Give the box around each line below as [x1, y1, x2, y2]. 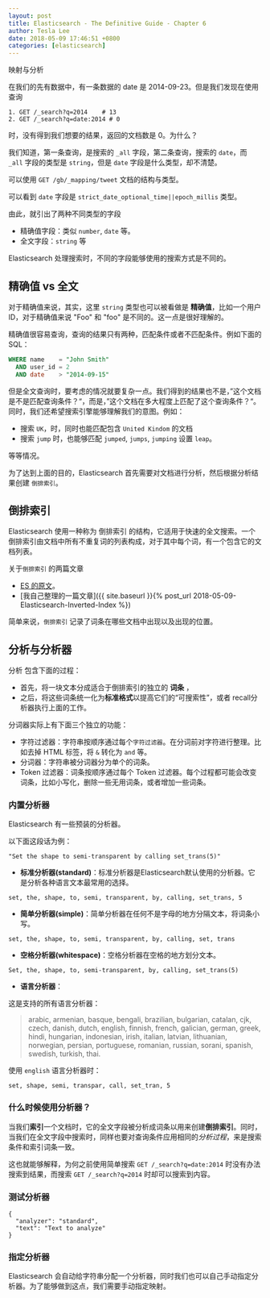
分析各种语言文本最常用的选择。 [27, 878, 133, 888]
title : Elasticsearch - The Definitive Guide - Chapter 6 [8, 19, 207, 27]
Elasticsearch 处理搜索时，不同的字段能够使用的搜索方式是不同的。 [8, 253, 231, 263]
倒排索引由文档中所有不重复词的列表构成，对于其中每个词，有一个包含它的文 [8, 537, 262, 547]
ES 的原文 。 [19, 581, 60, 591]
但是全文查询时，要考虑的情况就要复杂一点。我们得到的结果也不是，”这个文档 [8, 386, 262, 396]
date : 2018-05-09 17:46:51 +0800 [8, 34, 121, 43]
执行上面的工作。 [34, 703, 91, 713]
